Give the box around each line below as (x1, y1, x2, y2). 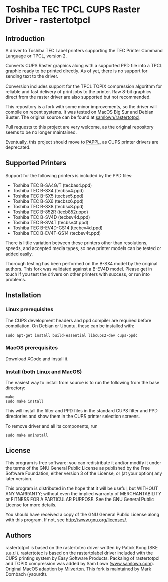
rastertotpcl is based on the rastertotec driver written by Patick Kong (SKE (5, 544, 158, 550)
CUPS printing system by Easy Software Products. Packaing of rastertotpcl (5, 555, 160, 561)
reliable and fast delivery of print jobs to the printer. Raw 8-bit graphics (5, 89, 152, 94)
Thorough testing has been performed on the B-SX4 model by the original (5, 260, 158, 266)
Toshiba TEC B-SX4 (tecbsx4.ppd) (12, 187, 84, 193)
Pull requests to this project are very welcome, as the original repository (5, 124, 154, 130)
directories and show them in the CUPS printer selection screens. (5, 413, 140, 420)
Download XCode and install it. (5, 356, 69, 362)
